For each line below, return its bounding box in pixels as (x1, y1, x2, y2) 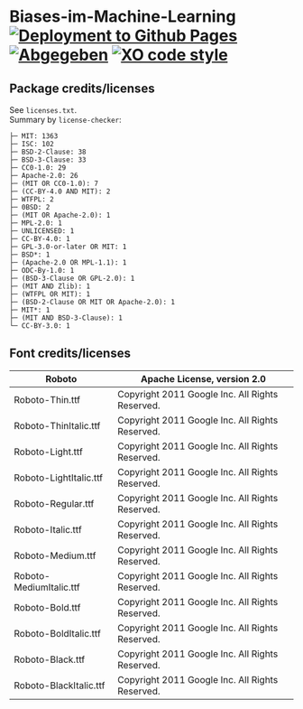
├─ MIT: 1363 (9, 132, 59, 141)
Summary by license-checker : (9, 115, 122, 125)
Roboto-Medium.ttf (14, 549, 96, 562)
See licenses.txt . (9, 105, 78, 115)
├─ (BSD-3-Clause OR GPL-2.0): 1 (9, 274, 135, 283)
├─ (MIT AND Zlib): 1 (9, 282, 91, 291)
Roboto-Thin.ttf (14, 393, 81, 406)
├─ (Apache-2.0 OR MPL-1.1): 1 (9, 258, 127, 267)
